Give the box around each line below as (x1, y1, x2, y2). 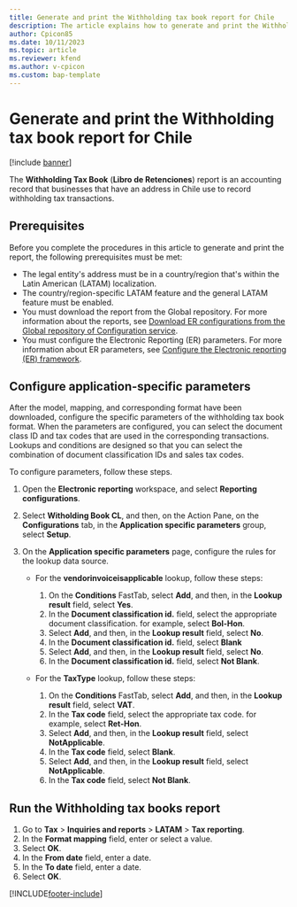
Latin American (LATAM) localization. (21, 278, 157, 289)
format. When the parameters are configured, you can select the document (9, 422, 283, 432)
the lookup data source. (21, 555, 109, 567)
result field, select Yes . (48, 600, 133, 610)
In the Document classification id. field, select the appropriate (48, 609, 278, 620)
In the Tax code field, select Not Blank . (48, 775, 192, 786)
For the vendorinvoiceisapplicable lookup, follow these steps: (34, 573, 263, 584)
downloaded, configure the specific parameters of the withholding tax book (9, 412, 285, 422)
